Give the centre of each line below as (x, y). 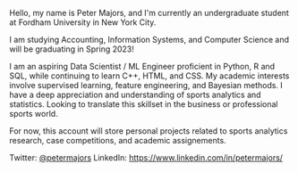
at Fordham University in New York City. (83, 22)
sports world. (34, 114)
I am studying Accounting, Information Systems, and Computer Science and (149, 40)
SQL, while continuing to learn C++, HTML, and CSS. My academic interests (149, 76)
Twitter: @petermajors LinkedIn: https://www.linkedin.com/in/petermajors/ (146, 158)
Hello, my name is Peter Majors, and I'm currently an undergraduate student (149, 13)
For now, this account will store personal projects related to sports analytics (149, 131)
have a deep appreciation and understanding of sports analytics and (135, 94)
